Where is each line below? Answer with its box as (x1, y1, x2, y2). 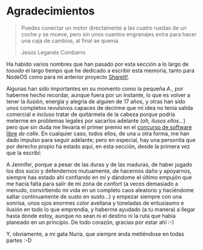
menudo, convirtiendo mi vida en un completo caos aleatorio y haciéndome (6, 186, 195, 194)
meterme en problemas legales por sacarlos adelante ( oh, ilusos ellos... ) (6, 117, 186, 124)
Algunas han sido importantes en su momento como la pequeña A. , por (6, 85, 184, 92)
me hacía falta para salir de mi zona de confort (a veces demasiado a (6, 180, 178, 187)
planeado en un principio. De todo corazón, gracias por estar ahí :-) (6, 219, 174, 226)
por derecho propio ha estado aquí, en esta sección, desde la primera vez (6, 143, 190, 150)
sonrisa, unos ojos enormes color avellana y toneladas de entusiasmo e (6, 199, 184, 207)
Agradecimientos (6, 4, 95, 18)
